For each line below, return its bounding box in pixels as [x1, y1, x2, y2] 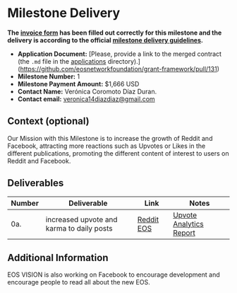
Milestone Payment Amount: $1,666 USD [17, 79, 140, 88]
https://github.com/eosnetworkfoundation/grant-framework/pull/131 [20, 64, 217, 73]
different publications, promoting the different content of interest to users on [7, 149, 229, 157]
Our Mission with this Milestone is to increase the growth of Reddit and [7, 134, 213, 142]
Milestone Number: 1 [17, 72, 80, 81]
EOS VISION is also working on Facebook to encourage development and [7, 270, 220, 279]
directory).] [107, 57, 141, 65]
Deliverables [7, 177, 64, 189]
